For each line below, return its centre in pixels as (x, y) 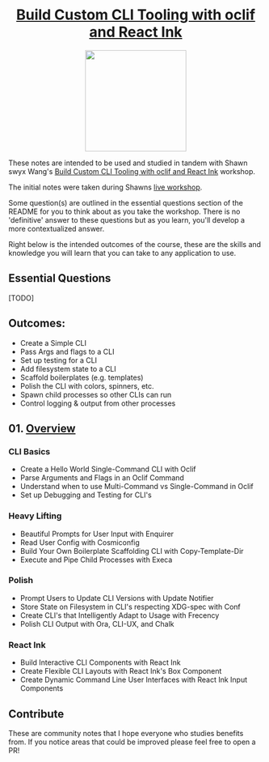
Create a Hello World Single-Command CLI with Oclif (108, 469)
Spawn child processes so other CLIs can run (96, 394)
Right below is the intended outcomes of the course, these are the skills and (134, 244)
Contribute (36, 714)
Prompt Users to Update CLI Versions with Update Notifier (117, 598)
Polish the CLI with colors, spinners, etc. (87, 385)
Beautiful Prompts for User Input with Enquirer (97, 534)
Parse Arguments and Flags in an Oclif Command (102, 478)
